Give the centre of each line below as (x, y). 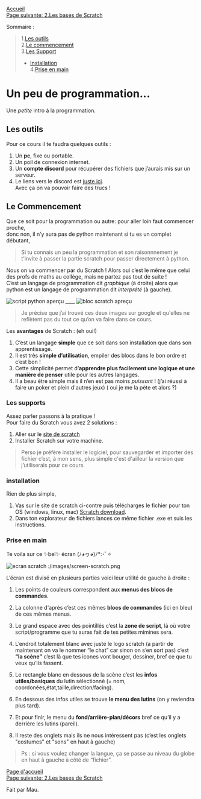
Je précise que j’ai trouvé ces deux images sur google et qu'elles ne (105, 312)
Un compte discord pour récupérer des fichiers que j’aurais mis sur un (103, 168)
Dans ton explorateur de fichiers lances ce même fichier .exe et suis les (104, 519)
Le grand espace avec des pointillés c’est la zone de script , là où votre (103, 626)
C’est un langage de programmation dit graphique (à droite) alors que (92, 283)
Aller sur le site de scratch (47, 434)
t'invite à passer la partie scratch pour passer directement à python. (105, 258)
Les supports (26, 403)
